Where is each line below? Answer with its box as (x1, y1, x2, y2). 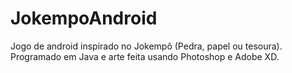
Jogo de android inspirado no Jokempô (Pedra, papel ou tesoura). (10, 40, 283, 52)
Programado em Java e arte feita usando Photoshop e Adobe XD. (10, 50, 280, 62)
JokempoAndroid (10, 7, 158, 30)
